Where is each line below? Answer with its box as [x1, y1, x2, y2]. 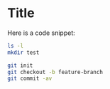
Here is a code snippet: [7, 28, 76, 37]
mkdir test [7, 48, 40, 56]
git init [7, 62, 33, 69]
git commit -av [7, 75, 53, 83]
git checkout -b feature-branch [7, 68, 103, 75]
